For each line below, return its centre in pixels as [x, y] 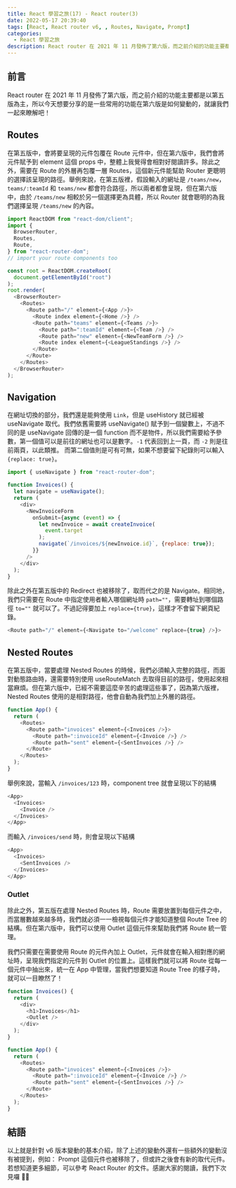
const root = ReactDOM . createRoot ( [59, 271]
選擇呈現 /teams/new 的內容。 [55, 205]
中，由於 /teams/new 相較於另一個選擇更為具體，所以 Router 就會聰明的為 [113, 197]
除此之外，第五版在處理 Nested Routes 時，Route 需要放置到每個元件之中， [117, 910]
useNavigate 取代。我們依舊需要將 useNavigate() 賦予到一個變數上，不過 [113, 424]
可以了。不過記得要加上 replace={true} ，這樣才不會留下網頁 [126, 608]
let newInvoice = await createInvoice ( [97, 524]
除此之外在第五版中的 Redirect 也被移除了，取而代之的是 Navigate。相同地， [118, 590]
